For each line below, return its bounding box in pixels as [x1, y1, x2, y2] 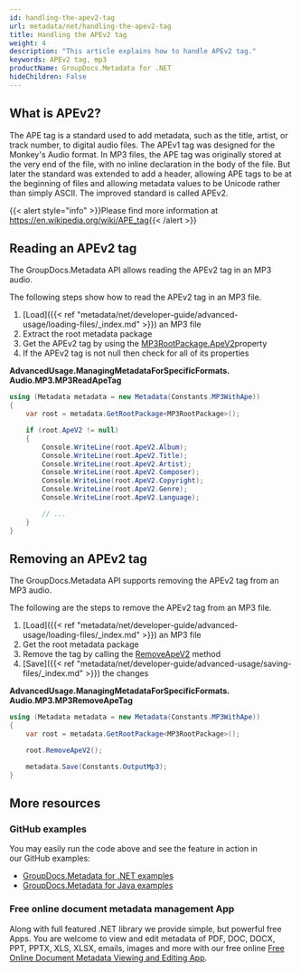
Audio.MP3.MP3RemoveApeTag [9, 695, 134, 706]
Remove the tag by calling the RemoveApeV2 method [22, 649, 221, 660]
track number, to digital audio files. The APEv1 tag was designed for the [9, 139, 276, 150]
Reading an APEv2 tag [9, 241, 137, 256]
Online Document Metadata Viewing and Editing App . [9, 952, 208, 963]
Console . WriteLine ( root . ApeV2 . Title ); [42, 451, 188, 460]
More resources [9, 796, 101, 811]
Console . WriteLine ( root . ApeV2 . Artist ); [42, 459, 193, 469]
